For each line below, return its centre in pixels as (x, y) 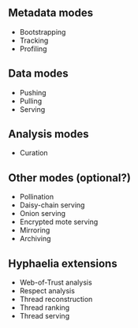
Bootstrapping (43, 32)
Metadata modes (50, 13)
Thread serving (44, 316)
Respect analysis (47, 291)
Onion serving (42, 214)
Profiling (33, 48)
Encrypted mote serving (59, 222)
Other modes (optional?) (70, 178)
